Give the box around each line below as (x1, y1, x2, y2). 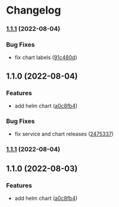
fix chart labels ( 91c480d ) (14, 54, 78, 61)
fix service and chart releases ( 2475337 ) (14, 131, 114, 138)
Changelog (6, 4, 61, 17)
